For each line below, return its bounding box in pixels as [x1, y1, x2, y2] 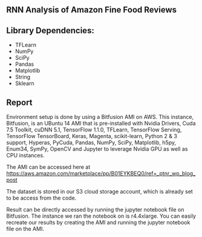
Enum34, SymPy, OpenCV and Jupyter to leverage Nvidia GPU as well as [6, 145, 188, 153]
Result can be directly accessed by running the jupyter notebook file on [6, 206, 184, 213]
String [15, 74, 31, 81]
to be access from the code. [6, 194, 77, 201]
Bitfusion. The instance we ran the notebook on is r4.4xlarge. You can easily [6, 212, 197, 220]
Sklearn [15, 80, 34, 87]
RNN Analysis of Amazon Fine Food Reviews [6, 5, 177, 15]
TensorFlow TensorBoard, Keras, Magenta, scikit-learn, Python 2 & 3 [6, 133, 177, 140]
